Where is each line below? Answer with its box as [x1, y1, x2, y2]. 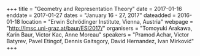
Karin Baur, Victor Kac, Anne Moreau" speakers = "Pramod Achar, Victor [6, 31, 190, 38]
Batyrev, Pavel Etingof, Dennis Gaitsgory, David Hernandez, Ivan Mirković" [6, 38, 194, 44]
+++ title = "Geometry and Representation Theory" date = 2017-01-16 [6, 5, 182, 12]
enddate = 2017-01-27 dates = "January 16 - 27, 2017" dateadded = [6, 12, 176, 19]
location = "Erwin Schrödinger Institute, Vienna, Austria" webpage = [21, 18, 193, 25]
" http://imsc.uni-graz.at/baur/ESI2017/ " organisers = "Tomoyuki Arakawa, [6, 24, 193, 32]
